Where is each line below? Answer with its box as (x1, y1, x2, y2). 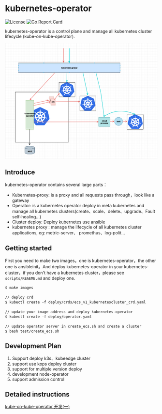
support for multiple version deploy (12, 366, 82, 372)
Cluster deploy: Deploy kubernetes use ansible (12, 219, 105, 225)
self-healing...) (12, 214, 42, 219)
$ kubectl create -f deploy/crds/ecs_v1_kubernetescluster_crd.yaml (5, 300, 146, 305)
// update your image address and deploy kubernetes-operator (5, 309, 133, 314)
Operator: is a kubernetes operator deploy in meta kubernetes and (12, 202, 145, 208)
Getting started (5, 244, 52, 252)
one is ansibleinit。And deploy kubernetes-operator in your (5, 263, 123, 269)
